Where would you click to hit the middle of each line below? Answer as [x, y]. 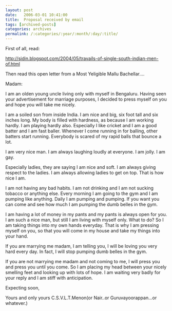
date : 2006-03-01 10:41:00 [36, 15]
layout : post [19, 10]
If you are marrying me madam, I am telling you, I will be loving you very [81, 246]
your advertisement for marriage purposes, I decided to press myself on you [86, 99]
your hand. [17, 236]
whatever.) [17, 303]
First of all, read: [23, 48]
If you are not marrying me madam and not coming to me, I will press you [83, 261]
